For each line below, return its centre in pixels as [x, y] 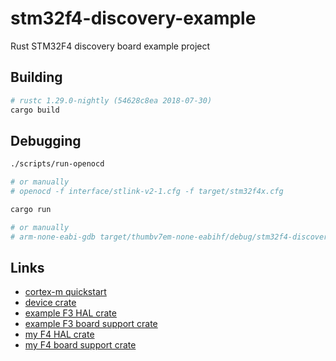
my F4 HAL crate [59, 334]
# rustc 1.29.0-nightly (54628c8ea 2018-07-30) [111, 100]
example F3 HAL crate [70, 313]
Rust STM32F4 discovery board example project [110, 46]
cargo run [31, 209]
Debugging [46, 140]
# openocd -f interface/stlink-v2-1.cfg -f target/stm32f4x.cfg [147, 192]
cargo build [35, 110]
